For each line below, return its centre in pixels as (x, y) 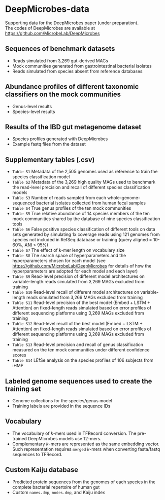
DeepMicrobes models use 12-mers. (65, 438)
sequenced (24, 203)
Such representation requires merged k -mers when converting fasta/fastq (86, 449)
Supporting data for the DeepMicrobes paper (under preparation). (72, 23)
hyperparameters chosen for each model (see (59, 261)
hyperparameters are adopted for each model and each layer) (75, 271)
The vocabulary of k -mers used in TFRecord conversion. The (74, 433)
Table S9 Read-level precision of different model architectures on (78, 276)
